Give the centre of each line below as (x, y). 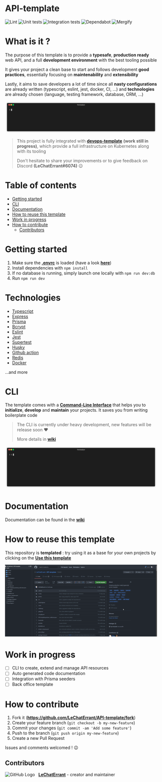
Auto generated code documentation (49, 673)
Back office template (33, 685)
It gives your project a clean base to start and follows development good (77, 69)
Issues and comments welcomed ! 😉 (42, 748)
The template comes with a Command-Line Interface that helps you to (75, 405)
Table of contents (41, 185)
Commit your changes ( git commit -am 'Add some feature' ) (72, 728)
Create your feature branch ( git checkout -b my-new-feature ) (74, 723)
